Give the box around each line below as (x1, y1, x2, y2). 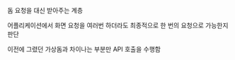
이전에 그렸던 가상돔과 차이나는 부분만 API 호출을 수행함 (7, 45, 161, 53)
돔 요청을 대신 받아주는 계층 (7, 6, 84, 14)
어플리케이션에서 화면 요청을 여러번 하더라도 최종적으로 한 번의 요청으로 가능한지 (7, 21, 229, 30)
